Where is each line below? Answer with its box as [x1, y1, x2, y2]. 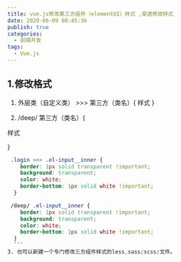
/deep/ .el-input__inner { [10, 202, 91, 209]
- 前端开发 [13, 37, 42, 44]
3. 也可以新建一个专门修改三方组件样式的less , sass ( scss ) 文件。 [7, 249, 176, 256]
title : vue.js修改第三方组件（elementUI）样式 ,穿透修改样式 [7, 10, 174, 18]
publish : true [7, 23, 50, 31]
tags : [7, 43, 23, 50]
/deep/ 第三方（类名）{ [17, 113, 86, 121]
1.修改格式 [7, 78, 53, 90]
